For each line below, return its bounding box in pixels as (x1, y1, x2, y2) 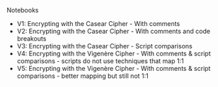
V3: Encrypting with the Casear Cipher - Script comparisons (16, 42, 193, 50)
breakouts (16, 34, 47, 43)
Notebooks (6, 6, 39, 14)
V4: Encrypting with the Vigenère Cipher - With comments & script (16, 49, 211, 58)
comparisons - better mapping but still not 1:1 (16, 72, 149, 80)
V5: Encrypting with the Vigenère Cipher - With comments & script (16, 65, 211, 72)
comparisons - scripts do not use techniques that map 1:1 (16, 57, 185, 65)
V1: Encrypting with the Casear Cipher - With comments (16, 20, 180, 27)
